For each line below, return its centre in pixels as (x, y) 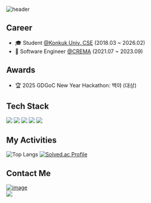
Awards (21, 70)
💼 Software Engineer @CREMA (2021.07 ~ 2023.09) (79, 51)
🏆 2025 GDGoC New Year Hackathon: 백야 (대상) (75, 85)
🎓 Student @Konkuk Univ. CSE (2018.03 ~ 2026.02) (80, 42)
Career (19, 28)
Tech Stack (28, 107)
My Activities (31, 140)
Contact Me (28, 173)
